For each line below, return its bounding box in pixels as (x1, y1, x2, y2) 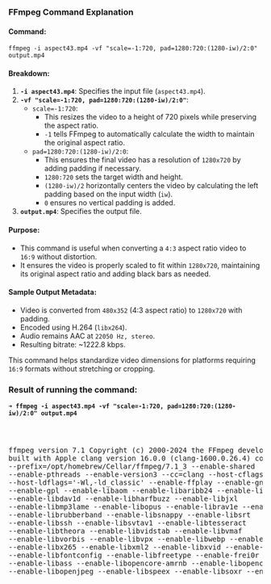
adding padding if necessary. (44, 164, 142, 174)
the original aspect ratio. (44, 138, 126, 148)
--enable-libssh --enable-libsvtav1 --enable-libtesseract (8, 519, 248, 527)
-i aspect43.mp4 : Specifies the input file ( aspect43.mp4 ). (19, 86, 206, 96)
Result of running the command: (8, 384, 138, 395)
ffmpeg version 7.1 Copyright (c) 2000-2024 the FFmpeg (8, 446, 234, 455)
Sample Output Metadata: (8, 288, 97, 297)
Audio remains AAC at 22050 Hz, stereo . (19, 330, 156, 341)
